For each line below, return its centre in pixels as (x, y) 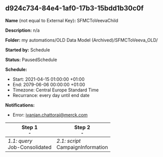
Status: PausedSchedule (31, 60)
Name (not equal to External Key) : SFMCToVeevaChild (62, 20)
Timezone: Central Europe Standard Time (56, 90)
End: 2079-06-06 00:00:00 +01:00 (49, 84)
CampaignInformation (82, 147)
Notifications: (20, 105)
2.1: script (68, 141)
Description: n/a (22, 30)
